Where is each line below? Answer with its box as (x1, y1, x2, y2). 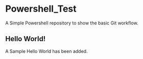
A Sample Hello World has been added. (5, 48, 88, 54)
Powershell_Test (5, 3, 77, 15)
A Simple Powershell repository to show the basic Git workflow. (5, 20, 139, 26)
